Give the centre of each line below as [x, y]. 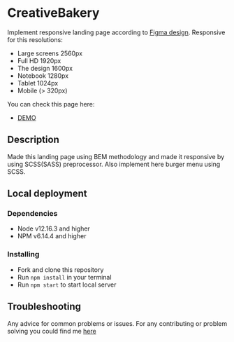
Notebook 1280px [43, 76]
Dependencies [32, 214]
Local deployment [47, 194]
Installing [23, 254]
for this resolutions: [35, 39]
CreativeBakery [53, 13]
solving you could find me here [52, 331]
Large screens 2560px [50, 53]
